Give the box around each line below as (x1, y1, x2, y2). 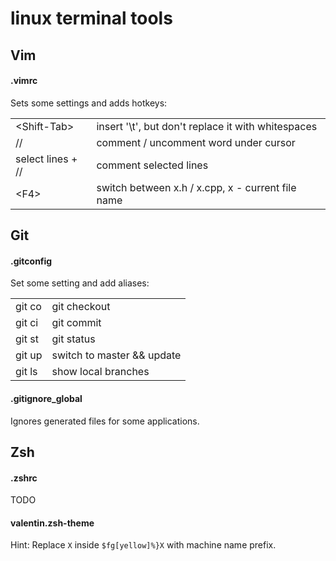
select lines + (15, 152, 78, 166)
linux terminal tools (10, 7, 173, 30)
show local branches (51, 365, 150, 379)
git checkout (51, 300, 111, 314)
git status (51, 332, 96, 346)
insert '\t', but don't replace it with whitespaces (96, 119, 318, 133)
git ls (15, 365, 38, 379)
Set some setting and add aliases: (10, 277, 150, 289)
